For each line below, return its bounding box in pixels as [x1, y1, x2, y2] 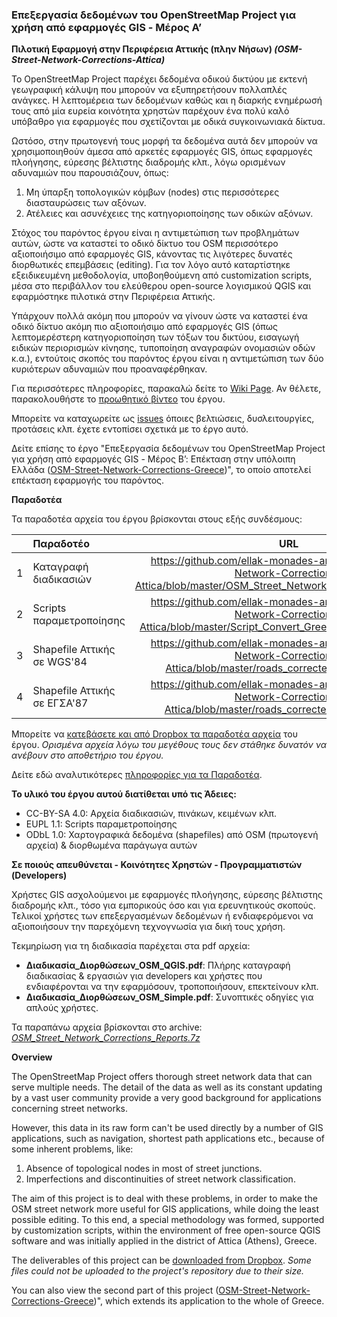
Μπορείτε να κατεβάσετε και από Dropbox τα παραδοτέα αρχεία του [11, 728, 299, 740]
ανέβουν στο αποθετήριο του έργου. [11, 749, 164, 762]
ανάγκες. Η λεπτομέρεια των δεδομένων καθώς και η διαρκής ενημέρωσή [11, 94, 323, 107]
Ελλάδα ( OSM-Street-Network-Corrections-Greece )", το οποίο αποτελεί [11, 464, 312, 476]
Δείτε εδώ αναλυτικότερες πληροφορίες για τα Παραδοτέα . [11, 769, 263, 781]
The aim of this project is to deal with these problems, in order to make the [11, 1193, 318, 1205]
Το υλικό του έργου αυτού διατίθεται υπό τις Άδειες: [11, 788, 237, 800]
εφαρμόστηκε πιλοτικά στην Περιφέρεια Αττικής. [11, 291, 216, 303]
